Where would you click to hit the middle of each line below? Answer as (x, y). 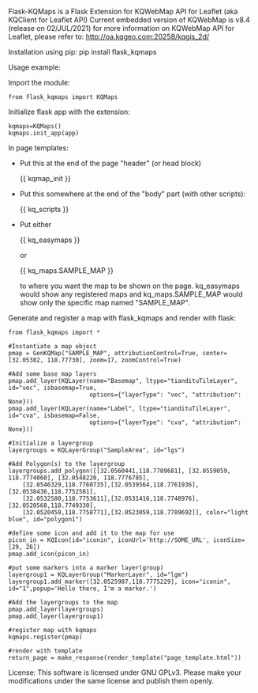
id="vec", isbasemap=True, (52, 388)
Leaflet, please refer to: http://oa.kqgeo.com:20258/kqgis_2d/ (109, 36)
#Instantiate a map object (52, 346)
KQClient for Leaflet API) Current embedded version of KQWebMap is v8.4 (129, 20)
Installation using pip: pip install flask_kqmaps (82, 52)
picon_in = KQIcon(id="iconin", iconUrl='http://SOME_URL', (109, 540)
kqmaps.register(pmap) (45, 637)
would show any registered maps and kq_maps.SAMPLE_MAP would (131, 294)
